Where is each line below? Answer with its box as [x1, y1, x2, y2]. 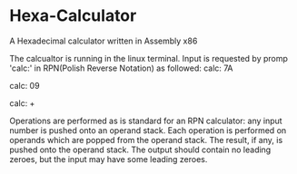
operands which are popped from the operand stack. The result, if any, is [9, 134, 283, 145]
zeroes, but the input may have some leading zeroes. [9, 153, 208, 164]
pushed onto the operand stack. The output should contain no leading [9, 144, 272, 155]
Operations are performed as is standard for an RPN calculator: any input [9, 115, 283, 126]
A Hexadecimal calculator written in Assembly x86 [9, 35, 198, 46]
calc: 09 [9, 80, 40, 91]
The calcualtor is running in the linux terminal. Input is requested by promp [9, 53, 289, 63]
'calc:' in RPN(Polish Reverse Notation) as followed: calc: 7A [9, 63, 233, 73]
